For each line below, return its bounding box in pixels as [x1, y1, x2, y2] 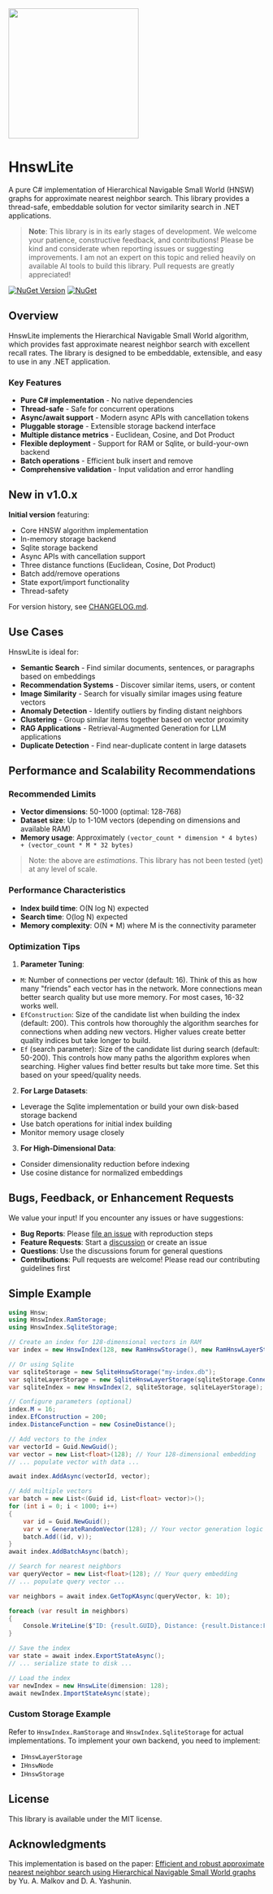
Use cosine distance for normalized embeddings [19, 1167, 184, 1177]
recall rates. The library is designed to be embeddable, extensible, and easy [8, 347, 262, 357]
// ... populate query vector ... [8, 1578, 126, 1586]
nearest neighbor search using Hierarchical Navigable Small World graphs [8, 1867, 256, 1878]
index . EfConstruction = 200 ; [8, 1413, 107, 1421]
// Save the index [8, 1644, 71, 1652]
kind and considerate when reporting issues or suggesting [28, 243, 224, 253]
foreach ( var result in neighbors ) [8, 1607, 129, 1615]
